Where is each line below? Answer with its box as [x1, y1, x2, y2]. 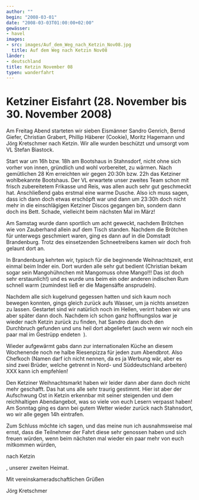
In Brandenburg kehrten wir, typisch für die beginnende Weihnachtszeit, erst [6, 257, 193, 264]
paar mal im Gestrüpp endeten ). [6, 331, 87, 338]
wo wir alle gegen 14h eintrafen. [6, 411, 84, 418]
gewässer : [6, 25, 31, 31]
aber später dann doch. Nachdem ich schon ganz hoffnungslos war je [6, 312, 178, 319]
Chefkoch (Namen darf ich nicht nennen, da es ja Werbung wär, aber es [6, 355, 182, 362]
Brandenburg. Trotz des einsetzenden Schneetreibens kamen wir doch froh [6, 239, 191, 246]
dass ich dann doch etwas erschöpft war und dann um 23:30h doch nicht [6, 195, 186, 202]
